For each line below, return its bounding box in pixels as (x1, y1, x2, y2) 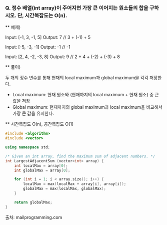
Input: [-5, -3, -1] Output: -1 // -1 (5, 44, 70, 50)
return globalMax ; (14, 199, 52, 205)
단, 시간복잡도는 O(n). (17, 12, 67, 19)
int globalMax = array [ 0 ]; (14, 168, 70, 173)
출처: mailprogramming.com (5, 214, 62, 220)
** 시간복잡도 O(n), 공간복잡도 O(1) (5, 121, 74, 127)
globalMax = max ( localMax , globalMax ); (23, 186, 106, 191)
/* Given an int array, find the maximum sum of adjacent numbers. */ (5, 154, 155, 159)
